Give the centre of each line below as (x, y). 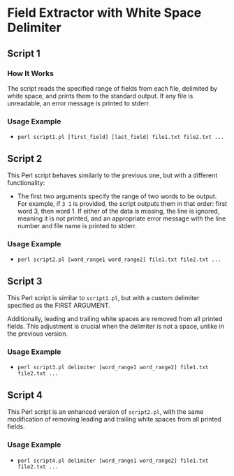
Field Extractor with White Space (104, 13)
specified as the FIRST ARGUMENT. (59, 306)
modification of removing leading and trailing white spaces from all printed (114, 419)
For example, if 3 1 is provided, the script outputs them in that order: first (122, 203)
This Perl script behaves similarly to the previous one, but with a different (112, 175)
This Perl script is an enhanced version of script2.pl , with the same (105, 412)
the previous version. (38, 334)
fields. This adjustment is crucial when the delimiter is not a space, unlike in (116, 327)
